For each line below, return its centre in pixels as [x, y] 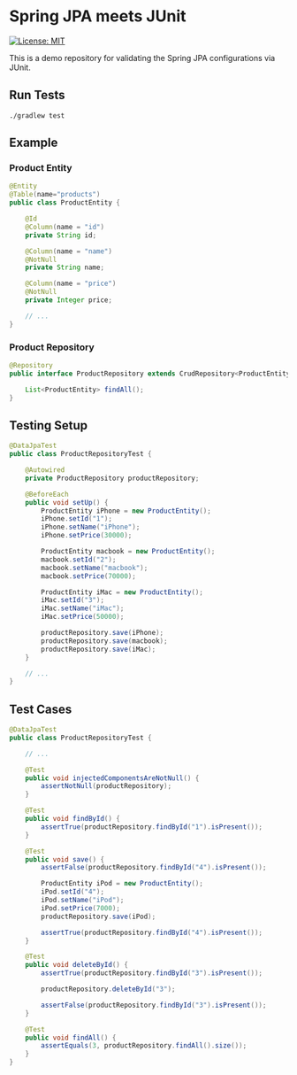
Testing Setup [49, 425]
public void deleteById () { [76, 965]
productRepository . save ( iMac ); [99, 649]
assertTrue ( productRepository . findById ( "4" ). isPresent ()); [152, 932]
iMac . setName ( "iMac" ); [83, 608]
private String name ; [65, 267]
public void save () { [65, 859]
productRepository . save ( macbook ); [104, 641]
